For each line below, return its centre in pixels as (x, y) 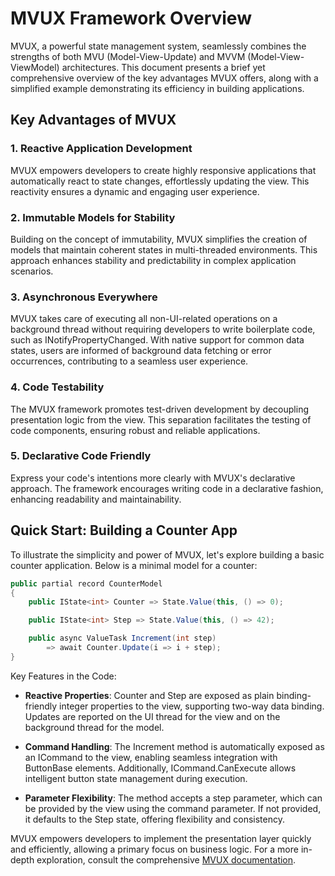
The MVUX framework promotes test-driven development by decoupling (160, 409)
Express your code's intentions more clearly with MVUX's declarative (153, 478)
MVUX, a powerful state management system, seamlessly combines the (158, 46)
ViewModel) (35, 67)
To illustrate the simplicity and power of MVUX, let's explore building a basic (167, 554)
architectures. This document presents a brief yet (163, 67)
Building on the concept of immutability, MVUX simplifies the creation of (159, 239)
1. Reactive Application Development (101, 149)
